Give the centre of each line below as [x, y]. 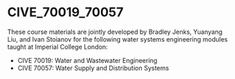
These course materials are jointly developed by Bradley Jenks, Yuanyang [115, 32]
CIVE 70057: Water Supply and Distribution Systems [93, 68]
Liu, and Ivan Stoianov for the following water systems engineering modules [117, 39]
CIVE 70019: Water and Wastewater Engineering [87, 60]
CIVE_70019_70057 [66, 12]
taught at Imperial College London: [58, 47]
